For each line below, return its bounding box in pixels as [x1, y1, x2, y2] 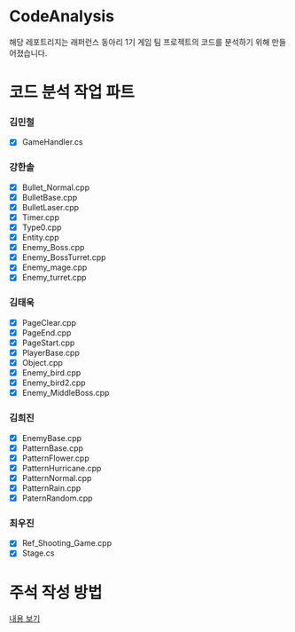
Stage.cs [21, 548, 55, 558]
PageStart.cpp [21, 337, 75, 348]
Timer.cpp [21, 211, 60, 223]
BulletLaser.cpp [21, 201, 80, 212]
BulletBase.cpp [21, 192, 78, 202]
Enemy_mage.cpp [21, 262, 88, 273]
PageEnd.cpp [21, 327, 72, 338]
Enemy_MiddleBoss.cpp [21, 388, 110, 399]
